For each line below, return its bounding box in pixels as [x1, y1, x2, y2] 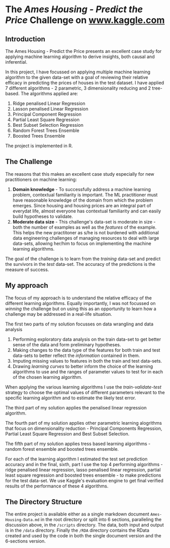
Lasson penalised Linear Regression [12, 106, 89, 112]
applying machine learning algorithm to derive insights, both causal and [5, 53, 155, 60]
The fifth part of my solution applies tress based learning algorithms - [5, 441, 151, 447]
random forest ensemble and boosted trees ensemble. [5, 446, 119, 452]
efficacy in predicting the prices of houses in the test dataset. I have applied [5, 80, 164, 86]
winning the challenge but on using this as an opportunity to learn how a [5, 306, 156, 312]
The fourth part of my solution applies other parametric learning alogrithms [5, 420, 162, 426]
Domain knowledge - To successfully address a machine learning [12, 186, 151, 192]
